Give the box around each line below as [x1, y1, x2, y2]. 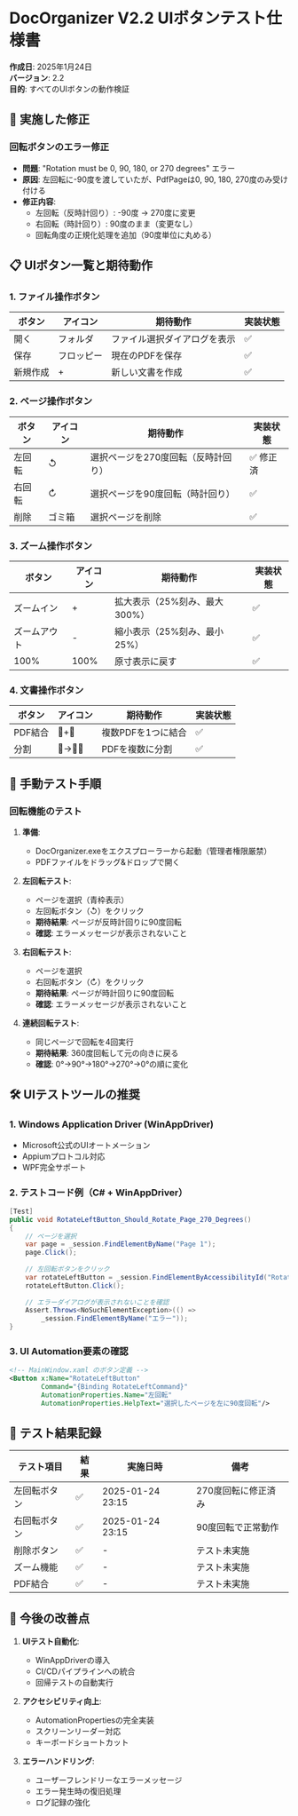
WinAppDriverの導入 [35, 1655, 111, 1666]
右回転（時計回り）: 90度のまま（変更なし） [35, 218, 198, 229]
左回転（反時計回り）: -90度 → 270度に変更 [35, 207, 196, 218]
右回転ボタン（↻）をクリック [35, 976, 145, 987]
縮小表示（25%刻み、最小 [114, 625, 224, 638]
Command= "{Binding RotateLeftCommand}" [41, 1383, 189, 1392]
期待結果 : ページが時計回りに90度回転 [35, 987, 175, 998]
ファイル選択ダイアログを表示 [111, 333, 237, 345]
